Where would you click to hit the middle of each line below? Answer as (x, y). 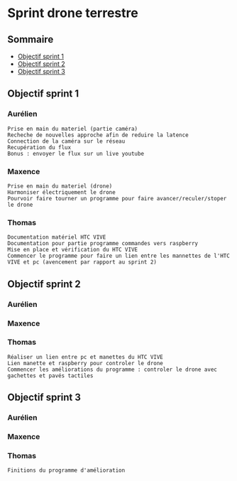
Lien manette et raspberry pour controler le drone (85, 363)
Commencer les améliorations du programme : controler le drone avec (112, 369)
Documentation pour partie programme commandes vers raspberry (103, 244)
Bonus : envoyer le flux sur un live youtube (76, 153)
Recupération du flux (39, 147)
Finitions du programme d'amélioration (66, 470)
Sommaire (31, 39)
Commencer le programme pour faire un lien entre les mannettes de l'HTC (119, 256)
